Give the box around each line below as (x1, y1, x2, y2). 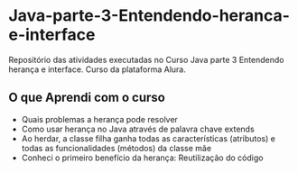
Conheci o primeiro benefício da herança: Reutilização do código (21, 152, 264, 163)
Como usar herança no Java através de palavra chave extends (21, 123, 255, 134)
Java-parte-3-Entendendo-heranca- (8, 5, 291, 26)
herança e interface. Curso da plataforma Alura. (8, 64, 187, 75)
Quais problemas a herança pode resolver (21, 113, 178, 124)
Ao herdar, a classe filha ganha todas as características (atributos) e (21, 132, 276, 144)
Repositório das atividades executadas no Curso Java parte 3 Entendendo (8, 54, 284, 65)
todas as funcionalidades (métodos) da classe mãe (21, 142, 212, 153)
